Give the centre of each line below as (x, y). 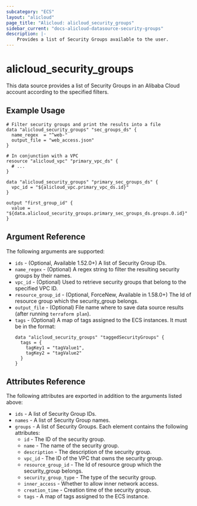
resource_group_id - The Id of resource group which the (93, 465)
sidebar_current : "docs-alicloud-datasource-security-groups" (85, 28)
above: (15, 402)
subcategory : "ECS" (30, 12)
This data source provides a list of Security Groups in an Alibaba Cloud (93, 85)
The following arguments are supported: (56, 251)
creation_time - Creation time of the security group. (87, 490)
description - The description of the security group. (87, 452)
